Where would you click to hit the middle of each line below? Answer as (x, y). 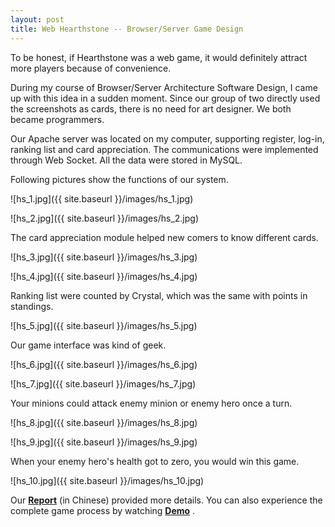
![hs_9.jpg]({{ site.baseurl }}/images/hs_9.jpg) (104, 442)
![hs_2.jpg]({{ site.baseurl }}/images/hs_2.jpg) (104, 218)
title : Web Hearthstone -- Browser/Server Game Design (127, 29)
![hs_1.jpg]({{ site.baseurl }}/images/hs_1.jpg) (102, 198)
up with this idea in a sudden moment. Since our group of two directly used (165, 98)
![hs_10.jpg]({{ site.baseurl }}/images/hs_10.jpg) (107, 480)
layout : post (37, 19)
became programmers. (57, 119)
